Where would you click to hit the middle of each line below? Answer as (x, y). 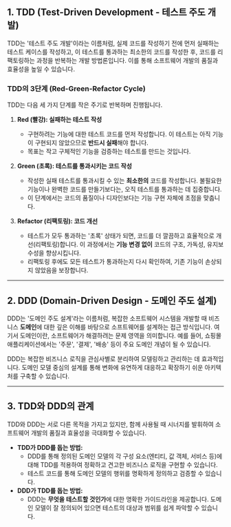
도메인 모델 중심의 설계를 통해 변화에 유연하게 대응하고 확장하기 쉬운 (112, 367)
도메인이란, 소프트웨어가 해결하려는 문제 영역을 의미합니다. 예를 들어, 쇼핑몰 (121, 335)
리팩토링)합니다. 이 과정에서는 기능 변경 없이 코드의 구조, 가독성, (120, 245)
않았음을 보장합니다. (62, 270)
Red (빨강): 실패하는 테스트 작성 (59, 120)
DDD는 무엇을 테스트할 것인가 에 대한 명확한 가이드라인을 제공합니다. (118, 499)
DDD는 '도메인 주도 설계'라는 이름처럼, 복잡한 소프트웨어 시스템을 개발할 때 (107, 318)
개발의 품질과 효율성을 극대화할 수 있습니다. (88, 433)
